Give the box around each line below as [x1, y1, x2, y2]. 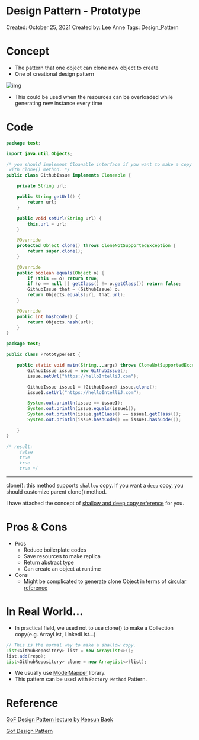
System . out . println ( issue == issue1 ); [27, 400, 123, 406]
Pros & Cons [6, 520, 68, 534]
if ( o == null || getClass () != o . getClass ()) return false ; [27, 281, 182, 287]
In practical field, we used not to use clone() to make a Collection [14, 624, 174, 632]
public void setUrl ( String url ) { [17, 215, 102, 222]
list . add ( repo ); [6, 653, 46, 659]
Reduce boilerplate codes [23, 546, 86, 553]
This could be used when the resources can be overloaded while [14, 93, 174, 100]
